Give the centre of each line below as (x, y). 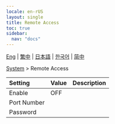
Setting (19, 83)
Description (89, 83)
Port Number (27, 102)
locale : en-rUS (25, 12)
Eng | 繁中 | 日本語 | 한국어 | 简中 (45, 56)
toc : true (18, 28)
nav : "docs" (26, 39)
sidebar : (17, 34)
